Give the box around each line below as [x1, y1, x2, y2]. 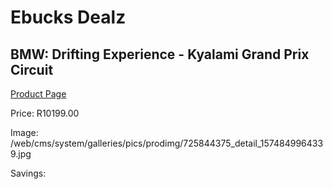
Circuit [10, 61, 54, 78]
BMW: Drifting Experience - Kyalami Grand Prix [10, 46, 310, 63]
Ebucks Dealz [10, 6, 127, 29]
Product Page [10, 88, 67, 100]
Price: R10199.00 [10, 107, 80, 119]
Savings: [10, 167, 47, 179]
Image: [10, 127, 39, 138]
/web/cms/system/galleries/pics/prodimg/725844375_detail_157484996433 [10, 137, 324, 149]
